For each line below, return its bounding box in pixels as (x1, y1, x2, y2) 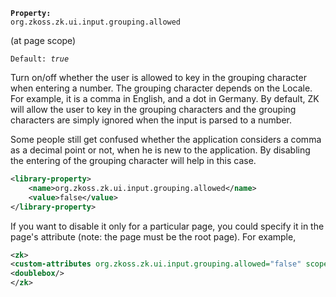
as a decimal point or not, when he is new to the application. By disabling (10, 144, 311, 156)
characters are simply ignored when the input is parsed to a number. (10, 114, 292, 126)
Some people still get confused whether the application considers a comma (10, 134, 322, 145)
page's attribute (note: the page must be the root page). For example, (10, 230, 297, 243)
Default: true (10, 54, 70, 64)
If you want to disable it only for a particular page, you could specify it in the (10, 220, 325, 232)
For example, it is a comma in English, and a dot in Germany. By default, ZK (10, 93, 320, 104)
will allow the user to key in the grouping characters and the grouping (10, 104, 297, 115)
